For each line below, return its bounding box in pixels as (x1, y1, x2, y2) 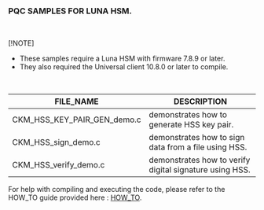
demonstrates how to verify (148, 155, 251, 166)
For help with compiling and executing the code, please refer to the (8, 185, 225, 194)
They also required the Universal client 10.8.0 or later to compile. (19, 62, 229, 72)
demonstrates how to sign (148, 132, 245, 143)
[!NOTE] (8, 39, 35, 48)
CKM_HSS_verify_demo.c (12, 160, 105, 171)
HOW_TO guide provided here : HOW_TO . (8, 193, 142, 202)
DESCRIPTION (173, 96, 228, 107)
